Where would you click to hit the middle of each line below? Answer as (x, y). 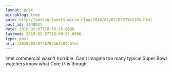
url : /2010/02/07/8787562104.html (42, 44)
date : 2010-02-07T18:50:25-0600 (40, 29)
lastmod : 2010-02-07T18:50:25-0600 (43, 34)
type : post (17, 39)
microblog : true (23, 15)
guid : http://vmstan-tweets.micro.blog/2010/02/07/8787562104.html (79, 20)
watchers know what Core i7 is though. (47, 64)
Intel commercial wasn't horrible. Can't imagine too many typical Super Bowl (86, 58)
